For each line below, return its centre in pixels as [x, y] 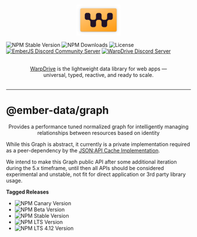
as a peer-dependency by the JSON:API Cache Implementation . [83, 150]
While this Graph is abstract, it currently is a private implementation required [98, 144]
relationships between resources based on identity [98, 133]
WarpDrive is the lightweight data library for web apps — [98, 69]
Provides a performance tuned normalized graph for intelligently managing [98, 126]
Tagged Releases [28, 192]
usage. [14, 180]
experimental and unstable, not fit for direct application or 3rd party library [96, 174]
